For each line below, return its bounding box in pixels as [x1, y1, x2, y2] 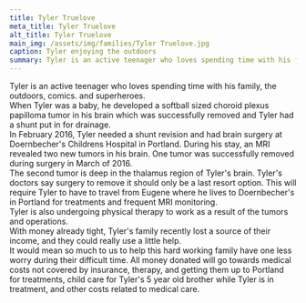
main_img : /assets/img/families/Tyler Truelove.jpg [9, 38, 209, 48]
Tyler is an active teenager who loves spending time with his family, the [9, 81, 277, 91]
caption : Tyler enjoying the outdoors [9, 47, 157, 56]
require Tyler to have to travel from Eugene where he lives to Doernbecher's [9, 187, 295, 197]
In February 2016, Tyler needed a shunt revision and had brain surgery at [9, 129, 282, 139]
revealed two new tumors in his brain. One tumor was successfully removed [9, 148, 294, 159]
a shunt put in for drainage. [9, 119, 111, 130]
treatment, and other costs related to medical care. [9, 284, 200, 294]
